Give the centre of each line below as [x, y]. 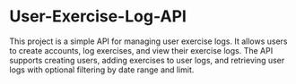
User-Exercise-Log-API [98, 17]
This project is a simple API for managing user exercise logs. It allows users [148, 41]
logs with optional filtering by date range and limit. [102, 70]
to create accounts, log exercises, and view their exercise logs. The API [141, 50]
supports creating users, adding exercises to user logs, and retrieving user [147, 60]
